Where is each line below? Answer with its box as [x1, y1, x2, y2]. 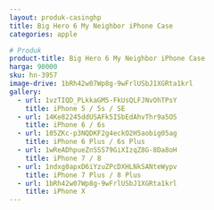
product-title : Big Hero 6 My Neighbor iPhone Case [9, 55, 205, 63]
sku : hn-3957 [9, 71, 58, 80]
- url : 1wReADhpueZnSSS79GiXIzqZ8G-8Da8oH [17, 146, 177, 155]
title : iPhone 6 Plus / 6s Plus [25, 138, 145, 147]
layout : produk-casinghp [9, 13, 102, 22]
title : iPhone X [25, 187, 86, 197]
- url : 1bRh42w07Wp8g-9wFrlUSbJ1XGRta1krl [17, 179, 177, 188]
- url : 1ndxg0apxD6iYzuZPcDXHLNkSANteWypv [17, 162, 177, 171]
